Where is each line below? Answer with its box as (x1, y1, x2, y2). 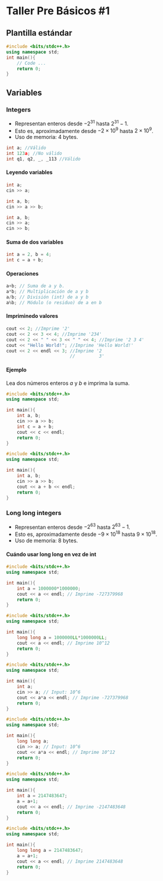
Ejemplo (6, 366, 27, 373)
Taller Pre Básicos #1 (6, 4, 110, 18)
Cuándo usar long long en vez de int (6, 551, 97, 558)
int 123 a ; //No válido (6, 150, 62, 157)
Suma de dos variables (6, 238, 64, 245)
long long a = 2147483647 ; (17, 848, 84, 854)
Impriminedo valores (6, 312, 58, 320)
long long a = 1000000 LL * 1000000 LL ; (17, 634, 108, 640)
